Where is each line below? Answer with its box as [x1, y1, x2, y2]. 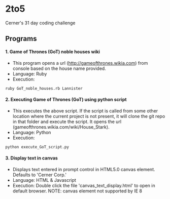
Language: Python [12, 129, 51, 135]
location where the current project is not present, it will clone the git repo [12, 113, 165, 119]
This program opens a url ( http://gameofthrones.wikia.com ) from [12, 60, 148, 66]
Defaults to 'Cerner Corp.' [12, 172, 67, 178]
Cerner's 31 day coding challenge [5, 20, 76, 26]
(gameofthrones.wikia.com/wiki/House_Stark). [12, 124, 110, 130]
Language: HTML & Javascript [12, 177, 76, 183]
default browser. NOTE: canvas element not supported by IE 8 [12, 188, 142, 194]
